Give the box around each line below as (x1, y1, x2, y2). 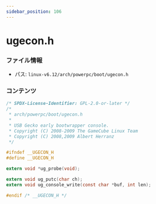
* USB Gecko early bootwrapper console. (8, 122, 109, 129)
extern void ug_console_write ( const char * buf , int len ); (6, 182, 151, 187)
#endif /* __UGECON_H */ (6, 192, 67, 198)
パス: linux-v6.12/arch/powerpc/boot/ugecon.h (14, 71, 128, 78)
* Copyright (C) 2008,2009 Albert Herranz (8, 133, 115, 139)
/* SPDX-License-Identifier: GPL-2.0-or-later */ (6, 101, 131, 107)
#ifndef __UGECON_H (6, 150, 54, 156)
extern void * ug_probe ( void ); (6, 166, 81, 172)
